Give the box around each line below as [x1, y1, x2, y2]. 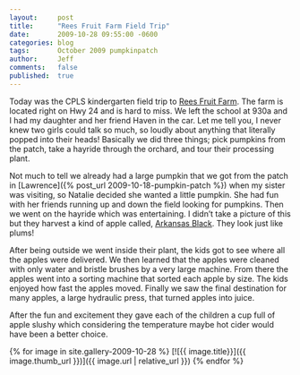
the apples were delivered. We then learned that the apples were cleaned [9, 254, 279, 265]
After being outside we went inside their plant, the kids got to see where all [9, 244, 286, 255]
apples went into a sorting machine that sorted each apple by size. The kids [9, 273, 288, 284]
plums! [9, 227, 34, 238]
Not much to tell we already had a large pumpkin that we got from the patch [9, 170, 289, 181]
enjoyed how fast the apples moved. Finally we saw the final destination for [9, 283, 287, 294]
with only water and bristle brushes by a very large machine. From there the [9, 263, 289, 274]
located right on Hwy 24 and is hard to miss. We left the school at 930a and [9, 105, 288, 116]
